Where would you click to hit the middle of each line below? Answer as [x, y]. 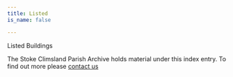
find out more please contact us [53, 66]
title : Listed [28, 13]
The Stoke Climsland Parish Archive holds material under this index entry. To [117, 58]
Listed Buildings [30, 45]
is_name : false [29, 20]
